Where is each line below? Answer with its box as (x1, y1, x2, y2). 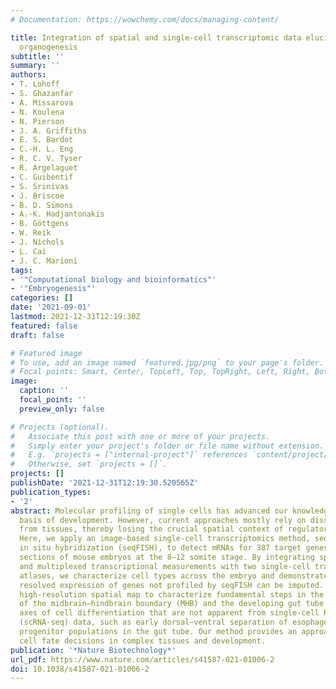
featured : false (10, 321, 78, 331)
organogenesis (19, 42, 78, 52)
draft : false (10, 330, 65, 340)
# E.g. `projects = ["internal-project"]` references (10, 450, 248, 460)
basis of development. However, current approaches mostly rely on (19, 515, 307, 525)
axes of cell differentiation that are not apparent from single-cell (19, 608, 320, 618)
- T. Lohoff (10, 79, 60, 90)
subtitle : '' (10, 51, 65, 61)
